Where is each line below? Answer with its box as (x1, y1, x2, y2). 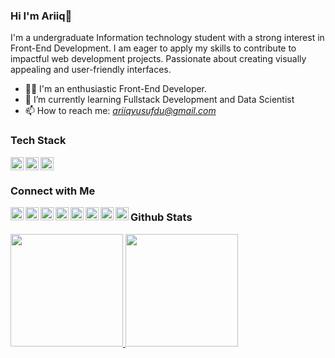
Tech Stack (10, 134, 67, 148)
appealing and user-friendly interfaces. (10, 64, 172, 76)
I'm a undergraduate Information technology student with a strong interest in (10, 32, 325, 44)
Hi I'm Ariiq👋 (10, 9, 73, 23)
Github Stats (130, 210, 193, 224)
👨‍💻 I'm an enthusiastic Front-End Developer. (24, 83, 208, 95)
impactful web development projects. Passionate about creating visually (10, 53, 307, 65)
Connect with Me (10, 184, 96, 198)
